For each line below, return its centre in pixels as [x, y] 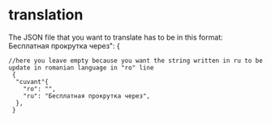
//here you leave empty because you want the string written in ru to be [136, 61]
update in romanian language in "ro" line [81, 67]
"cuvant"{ [32, 82]
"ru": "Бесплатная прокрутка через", [87, 96]
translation [46, 15]
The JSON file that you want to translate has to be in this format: [116, 37]
